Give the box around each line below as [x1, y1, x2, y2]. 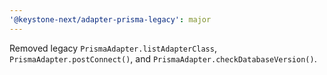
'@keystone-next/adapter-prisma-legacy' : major [9, 14, 212, 25]
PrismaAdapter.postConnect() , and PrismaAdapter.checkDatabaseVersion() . [9, 52, 317, 65]
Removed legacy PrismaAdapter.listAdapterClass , [9, 42, 217, 54]
